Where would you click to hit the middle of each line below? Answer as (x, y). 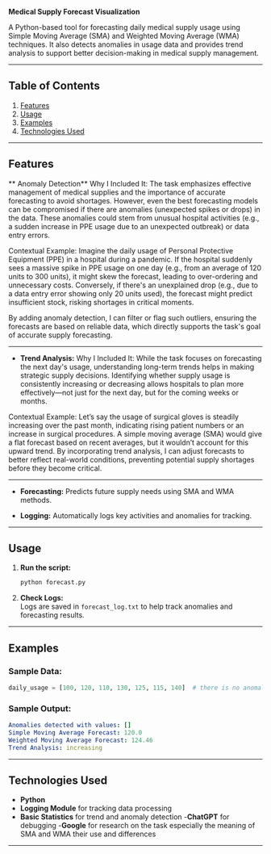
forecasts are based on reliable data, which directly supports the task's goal (134, 326)
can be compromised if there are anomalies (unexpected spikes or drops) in (134, 209)
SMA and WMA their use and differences (88, 834)
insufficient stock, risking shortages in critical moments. (101, 302)
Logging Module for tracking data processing (96, 808)
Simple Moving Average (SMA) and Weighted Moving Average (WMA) (124, 36)
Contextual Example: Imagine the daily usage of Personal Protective (121, 250)
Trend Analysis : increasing (56, 747)
